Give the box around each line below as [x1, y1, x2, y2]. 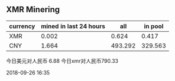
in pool [144, 22, 164, 30]
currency [9, 22, 35, 30]
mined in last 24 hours [41, 22, 105, 30]
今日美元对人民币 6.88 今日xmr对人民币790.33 [6, 57, 119, 64]
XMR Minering [6, 5, 60, 15]
